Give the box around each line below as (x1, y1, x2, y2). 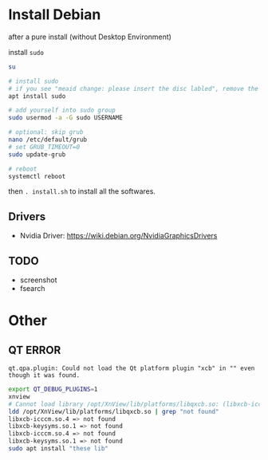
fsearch (19, 284, 45, 293)
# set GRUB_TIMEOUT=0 (8, 143, 81, 151)
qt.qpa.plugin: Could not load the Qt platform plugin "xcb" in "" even (8, 364, 255, 372)
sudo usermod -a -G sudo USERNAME (8, 114, 124, 122)
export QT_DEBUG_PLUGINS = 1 (8, 385, 98, 394)
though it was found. (8, 372, 81, 379)
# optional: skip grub (8, 128, 84, 136)
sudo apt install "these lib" (8, 445, 109, 453)
